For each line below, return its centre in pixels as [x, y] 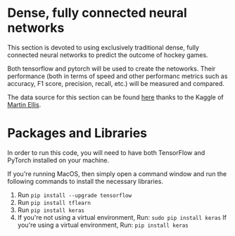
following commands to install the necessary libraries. [85, 181]
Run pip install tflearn [54, 202]
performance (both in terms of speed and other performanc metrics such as [118, 76]
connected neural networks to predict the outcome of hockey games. [108, 55]
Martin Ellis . [24, 104]
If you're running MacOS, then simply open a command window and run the [117, 173]
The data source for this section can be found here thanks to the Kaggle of [115, 97]
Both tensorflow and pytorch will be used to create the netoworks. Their [112, 68]
